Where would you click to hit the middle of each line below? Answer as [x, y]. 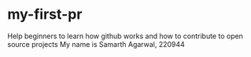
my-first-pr [45, 14]
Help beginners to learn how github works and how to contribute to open [125, 36]
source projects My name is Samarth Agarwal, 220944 [96, 44]
